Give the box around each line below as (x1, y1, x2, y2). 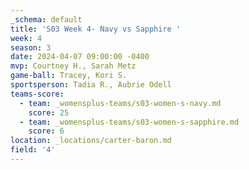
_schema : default (10, 14, 83, 25)
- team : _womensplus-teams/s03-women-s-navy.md (19, 98, 222, 108)
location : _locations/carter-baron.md (10, 136, 172, 146)
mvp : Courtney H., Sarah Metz (10, 61, 137, 71)
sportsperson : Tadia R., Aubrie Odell (10, 80, 172, 90)
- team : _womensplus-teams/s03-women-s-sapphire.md (19, 117, 240, 127)
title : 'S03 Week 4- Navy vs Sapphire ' (10, 24, 182, 34)
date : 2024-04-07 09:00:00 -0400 (10, 52, 150, 62)
